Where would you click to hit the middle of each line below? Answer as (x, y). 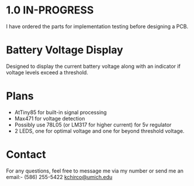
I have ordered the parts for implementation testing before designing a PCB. (97, 26)
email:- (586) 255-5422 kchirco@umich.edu (59, 177)
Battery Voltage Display (65, 50)
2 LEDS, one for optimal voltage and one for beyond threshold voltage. (99, 131)
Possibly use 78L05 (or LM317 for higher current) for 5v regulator (93, 125)
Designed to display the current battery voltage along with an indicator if (93, 66)
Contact (26, 154)
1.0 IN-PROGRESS (50, 10)
